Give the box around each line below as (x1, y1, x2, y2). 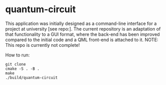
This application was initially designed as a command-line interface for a (5, 20, 157, 26)
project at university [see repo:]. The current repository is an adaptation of (5, 25, 161, 32)
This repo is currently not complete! (5, 42, 80, 48)
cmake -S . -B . (5, 66, 40, 71)
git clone (5, 62, 26, 67)
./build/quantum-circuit (5, 75, 58, 80)
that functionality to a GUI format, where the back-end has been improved (5, 31, 160, 37)
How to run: (5, 52, 30, 58)
